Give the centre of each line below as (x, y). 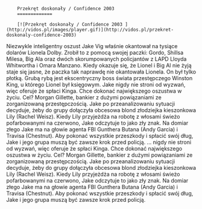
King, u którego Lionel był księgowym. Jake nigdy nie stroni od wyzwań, (96, 85)
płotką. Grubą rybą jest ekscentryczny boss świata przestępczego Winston (99, 78)
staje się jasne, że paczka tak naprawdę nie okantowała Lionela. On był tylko (101, 72)
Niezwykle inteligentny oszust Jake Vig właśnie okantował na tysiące (92, 46)
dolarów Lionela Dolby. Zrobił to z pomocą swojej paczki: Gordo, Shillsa (95, 52)
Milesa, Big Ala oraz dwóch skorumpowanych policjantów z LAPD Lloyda (96, 59)
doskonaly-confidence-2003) (42, 35)
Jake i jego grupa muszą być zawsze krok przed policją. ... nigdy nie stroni (99, 142)
